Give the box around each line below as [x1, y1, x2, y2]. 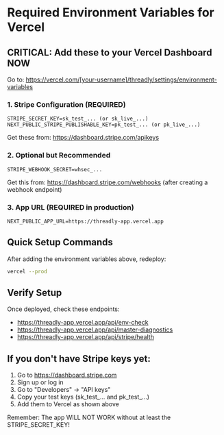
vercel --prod [7, 268, 48, 275]
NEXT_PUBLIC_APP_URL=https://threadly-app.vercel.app [7, 218, 164, 225]
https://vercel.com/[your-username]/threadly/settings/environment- [25, 75, 217, 84]
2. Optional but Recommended [7, 151, 111, 160]
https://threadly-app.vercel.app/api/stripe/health [16, 333, 154, 341]
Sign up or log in [16, 378, 64, 386]
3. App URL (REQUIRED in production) [7, 202, 135, 212]
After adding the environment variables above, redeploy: [7, 255, 166, 263]
